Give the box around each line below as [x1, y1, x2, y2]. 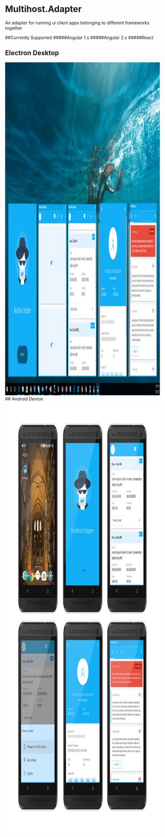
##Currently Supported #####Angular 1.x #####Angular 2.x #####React [5, 35, 154, 40]
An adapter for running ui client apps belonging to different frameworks [5, 20, 150, 26]
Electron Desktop [5, 49, 59, 57]
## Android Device [5, 396, 43, 401]
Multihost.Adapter [5, 3, 82, 15]
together [5, 25, 23, 31]
